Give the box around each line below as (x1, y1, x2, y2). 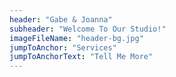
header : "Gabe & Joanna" (9, 14, 113, 25)
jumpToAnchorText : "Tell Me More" (9, 52, 154, 62)
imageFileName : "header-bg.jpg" (9, 33, 144, 43)
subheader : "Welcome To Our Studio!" (9, 24, 167, 34)
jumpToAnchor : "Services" (9, 42, 117, 53)
